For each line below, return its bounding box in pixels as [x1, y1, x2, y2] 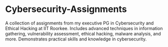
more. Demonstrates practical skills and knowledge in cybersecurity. [5, 36, 147, 42]
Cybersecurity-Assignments [5, 3, 127, 15]
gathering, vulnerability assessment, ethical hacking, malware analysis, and [5, 30, 161, 36]
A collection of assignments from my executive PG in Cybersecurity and [5, 20, 154, 26]
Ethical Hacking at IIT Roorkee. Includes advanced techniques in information [5, 25, 163, 31]
